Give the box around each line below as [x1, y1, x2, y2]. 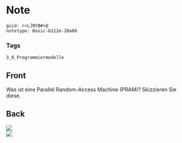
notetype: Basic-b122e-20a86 [6, 27, 77, 34]
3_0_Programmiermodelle [6, 55, 65, 61]
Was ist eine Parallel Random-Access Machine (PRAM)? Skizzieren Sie [6, 86, 177, 93]
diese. [6, 92, 21, 99]
